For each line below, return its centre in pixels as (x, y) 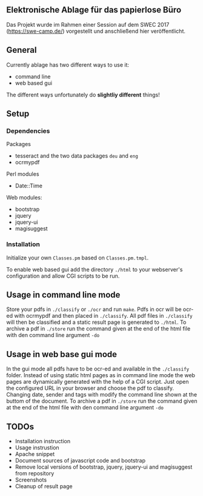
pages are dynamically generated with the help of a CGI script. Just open (98, 382)
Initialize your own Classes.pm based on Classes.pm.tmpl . (78, 258)
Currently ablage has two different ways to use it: (68, 65)
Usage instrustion (37, 447)
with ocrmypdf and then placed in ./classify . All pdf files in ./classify (103, 316)
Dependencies (28, 131)
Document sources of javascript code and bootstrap (80, 461)
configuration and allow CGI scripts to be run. (63, 276)
